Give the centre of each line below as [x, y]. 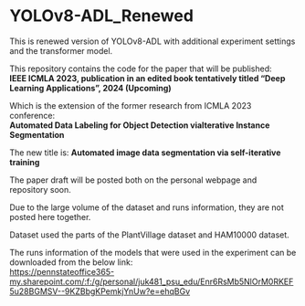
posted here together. [50, 216]
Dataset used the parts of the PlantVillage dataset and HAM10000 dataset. [149, 235]
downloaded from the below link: [71, 262]
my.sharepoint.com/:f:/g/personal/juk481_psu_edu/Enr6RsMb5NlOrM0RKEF [152, 281]
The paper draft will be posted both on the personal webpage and [133, 180]
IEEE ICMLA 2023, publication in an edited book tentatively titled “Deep [147, 78]
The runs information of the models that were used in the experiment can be [153, 252]
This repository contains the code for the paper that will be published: [141, 69]
